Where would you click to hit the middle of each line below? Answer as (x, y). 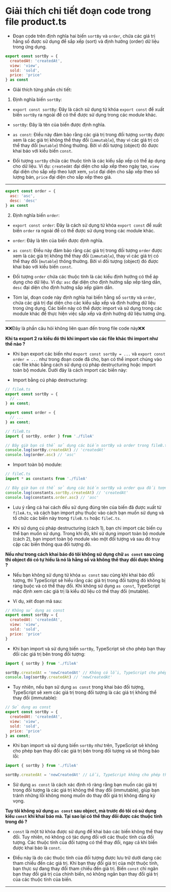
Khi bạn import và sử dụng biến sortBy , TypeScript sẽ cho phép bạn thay (89, 648)
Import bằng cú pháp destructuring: (50, 380)
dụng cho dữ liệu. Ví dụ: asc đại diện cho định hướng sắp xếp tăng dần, (87, 282)
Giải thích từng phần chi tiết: (42, 90)
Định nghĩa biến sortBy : (37, 100)
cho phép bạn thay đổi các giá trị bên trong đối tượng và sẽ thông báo (86, 751)
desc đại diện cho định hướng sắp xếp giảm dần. (63, 287)
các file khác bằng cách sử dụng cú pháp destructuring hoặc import (84, 365)
